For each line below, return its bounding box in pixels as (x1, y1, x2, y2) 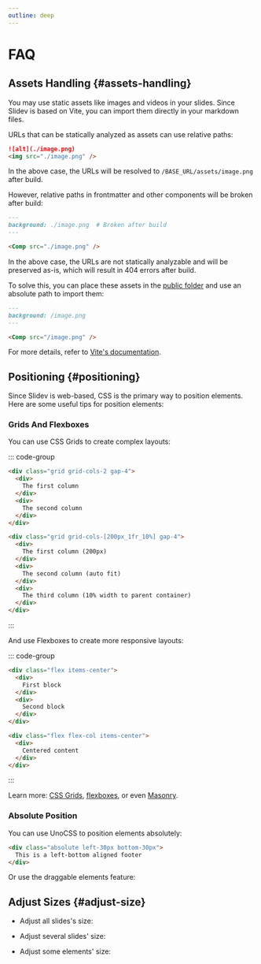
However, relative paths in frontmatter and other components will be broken (8, 190, 253, 199)
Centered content (22, 746, 79, 754)
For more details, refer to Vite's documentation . (8, 348, 161, 357)
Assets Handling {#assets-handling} (8, 76, 192, 91)
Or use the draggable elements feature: (8, 873, 136, 882)
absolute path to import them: (8, 288, 105, 298)
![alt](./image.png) (8, 145, 76, 153)
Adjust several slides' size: (19, 932, 106, 941)
